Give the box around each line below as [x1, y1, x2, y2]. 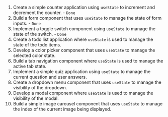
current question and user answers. [13, 74, 87, 80]
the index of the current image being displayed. [13, 106, 112, 112]
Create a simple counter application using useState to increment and [13, 5, 155, 10]
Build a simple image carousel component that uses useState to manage [13, 101, 163, 106]
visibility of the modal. [13, 95, 59, 101]
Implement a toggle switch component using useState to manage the [13, 26, 156, 32]
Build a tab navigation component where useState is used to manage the [13, 58, 163, 64]
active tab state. [13, 63, 47, 69]
